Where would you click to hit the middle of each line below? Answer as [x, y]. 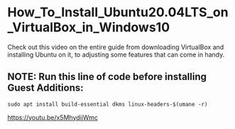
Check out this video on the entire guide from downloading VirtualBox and [116, 47]
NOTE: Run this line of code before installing [107, 77]
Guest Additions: [45, 88]
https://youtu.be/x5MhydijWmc [53, 117]
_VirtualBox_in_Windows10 [89, 27]
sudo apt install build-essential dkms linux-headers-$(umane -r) [108, 104]
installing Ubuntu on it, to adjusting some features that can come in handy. [116, 55]
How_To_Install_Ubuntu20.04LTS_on [118, 12]
